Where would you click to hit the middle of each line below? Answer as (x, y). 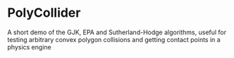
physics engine (29, 47)
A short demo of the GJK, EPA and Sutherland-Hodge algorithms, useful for (117, 32)
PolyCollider (44, 13)
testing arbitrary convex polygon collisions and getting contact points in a (114, 39)
